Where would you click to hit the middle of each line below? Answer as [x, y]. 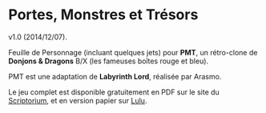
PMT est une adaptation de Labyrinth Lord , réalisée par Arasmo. [115, 76]
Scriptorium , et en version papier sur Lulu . [78, 100]
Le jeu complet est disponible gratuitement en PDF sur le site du [114, 92]
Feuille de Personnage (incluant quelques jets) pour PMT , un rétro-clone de [133, 52]
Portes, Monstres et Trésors [103, 15]
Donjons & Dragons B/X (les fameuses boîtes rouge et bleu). [109, 61]
